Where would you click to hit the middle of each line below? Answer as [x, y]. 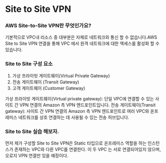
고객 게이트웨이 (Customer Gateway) [49, 88]
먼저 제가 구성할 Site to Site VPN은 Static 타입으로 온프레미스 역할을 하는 [76, 143]
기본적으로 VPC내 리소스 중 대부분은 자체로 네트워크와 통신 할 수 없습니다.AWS [81, 37]
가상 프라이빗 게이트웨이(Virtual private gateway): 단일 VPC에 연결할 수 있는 [80, 98]
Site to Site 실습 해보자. [32, 131]
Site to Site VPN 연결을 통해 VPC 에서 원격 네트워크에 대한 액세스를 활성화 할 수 [82, 44]
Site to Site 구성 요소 [29, 64]
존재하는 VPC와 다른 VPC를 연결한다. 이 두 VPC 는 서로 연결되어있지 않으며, [87, 150]
